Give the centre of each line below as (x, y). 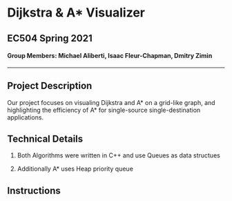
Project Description (50, 86)
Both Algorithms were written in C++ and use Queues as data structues (119, 155)
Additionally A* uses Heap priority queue (75, 169)
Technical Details (45, 138)
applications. (25, 117)
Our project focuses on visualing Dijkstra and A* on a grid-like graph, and (111, 102)
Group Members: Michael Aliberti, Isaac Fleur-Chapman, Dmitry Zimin (110, 56)
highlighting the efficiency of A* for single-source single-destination (104, 110)
